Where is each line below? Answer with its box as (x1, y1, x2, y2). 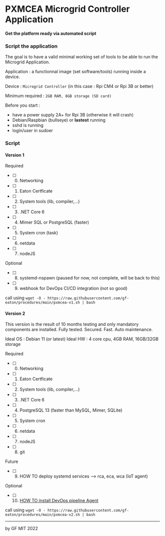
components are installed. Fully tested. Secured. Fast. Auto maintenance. (5, 327, 153, 333)
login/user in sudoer (12, 128, 53, 134)
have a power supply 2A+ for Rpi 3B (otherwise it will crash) (12, 112, 134, 118)
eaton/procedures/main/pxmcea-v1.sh (5, 300, 80, 305)
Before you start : (5, 102, 40, 109)
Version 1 (5, 152, 25, 158)
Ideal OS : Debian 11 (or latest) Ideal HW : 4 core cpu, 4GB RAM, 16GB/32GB (5, 336, 159, 342)
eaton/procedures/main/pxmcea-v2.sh (5, 512, 80, 517)
